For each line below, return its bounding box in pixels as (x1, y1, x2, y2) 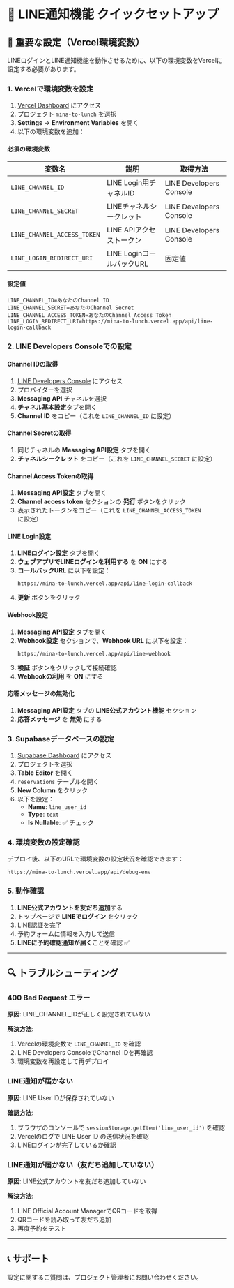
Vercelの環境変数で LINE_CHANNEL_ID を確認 (17, 1039, 141, 1048)
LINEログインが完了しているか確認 (17, 1141, 117, 1149)
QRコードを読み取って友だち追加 (17, 1215, 111, 1224)
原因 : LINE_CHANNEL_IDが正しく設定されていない (7, 1010, 151, 1019)
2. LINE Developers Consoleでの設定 (7, 341, 132, 351)
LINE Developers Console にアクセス (17, 376, 123, 385)
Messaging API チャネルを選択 (17, 394, 107, 402)
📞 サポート (7, 1253, 50, 1265)
